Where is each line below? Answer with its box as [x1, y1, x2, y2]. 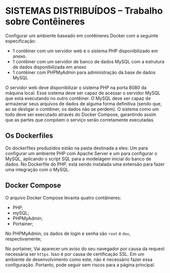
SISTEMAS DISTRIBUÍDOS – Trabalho [5, 5, 163, 17]
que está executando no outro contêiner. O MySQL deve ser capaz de [5, 95, 151, 101]
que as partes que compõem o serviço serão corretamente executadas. [5, 116, 155, 123]
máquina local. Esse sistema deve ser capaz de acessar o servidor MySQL [5, 90, 161, 96]
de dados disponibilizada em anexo [12, 64, 87, 70]
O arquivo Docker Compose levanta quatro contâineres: [5, 194, 121, 201]
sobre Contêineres [5, 16, 85, 27]
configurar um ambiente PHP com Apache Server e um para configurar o [5, 150, 158, 157]
